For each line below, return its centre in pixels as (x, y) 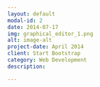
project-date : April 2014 (45, 47)
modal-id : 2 (25, 21)
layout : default (31, 14)
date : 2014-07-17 (33, 27)
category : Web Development (47, 60)
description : (27, 66)
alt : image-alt (30, 40)
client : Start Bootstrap (44, 54)
